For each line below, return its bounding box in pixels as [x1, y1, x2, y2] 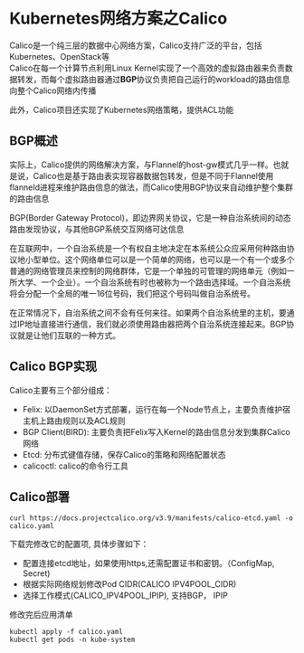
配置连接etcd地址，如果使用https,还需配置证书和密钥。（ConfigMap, [22, 558, 275, 569]
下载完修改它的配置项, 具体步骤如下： [9, 539, 149, 550]
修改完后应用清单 [9, 610, 73, 620]
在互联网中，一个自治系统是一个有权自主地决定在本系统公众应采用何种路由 [9, 242, 287, 253]
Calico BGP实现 [9, 359, 98, 374]
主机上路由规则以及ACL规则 [22, 415, 127, 426]
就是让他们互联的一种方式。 [16, 329, 120, 340]
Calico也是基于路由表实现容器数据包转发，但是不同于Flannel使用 [33, 170, 274, 181]
